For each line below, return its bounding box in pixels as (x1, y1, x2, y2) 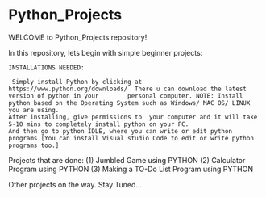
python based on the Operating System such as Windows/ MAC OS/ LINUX (8, 98, 251, 107)
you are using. (8, 106, 60, 114)
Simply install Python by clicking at (11, 78, 143, 86)
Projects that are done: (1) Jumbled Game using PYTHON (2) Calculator (8, 155, 246, 165)
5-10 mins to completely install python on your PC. (8, 119, 189, 128)
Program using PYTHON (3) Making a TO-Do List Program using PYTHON (8, 164, 254, 174)
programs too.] (8, 141, 60, 149)
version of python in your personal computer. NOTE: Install (8, 91, 243, 100)
